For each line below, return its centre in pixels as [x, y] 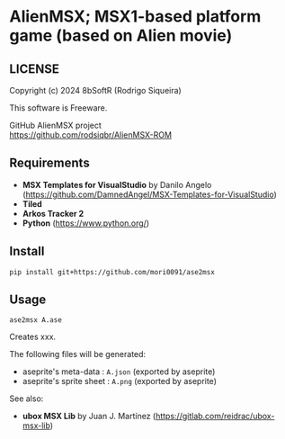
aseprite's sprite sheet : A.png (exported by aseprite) [120, 381]
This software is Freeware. [58, 108]
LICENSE [35, 69]
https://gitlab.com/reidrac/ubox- [215, 417]
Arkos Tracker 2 [53, 213]
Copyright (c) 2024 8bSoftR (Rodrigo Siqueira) [95, 90]
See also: [27, 399]
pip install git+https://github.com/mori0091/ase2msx [112, 272]
